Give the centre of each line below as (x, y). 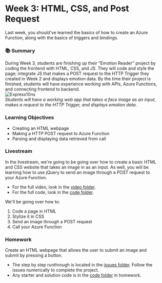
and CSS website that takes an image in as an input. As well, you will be (77, 167)
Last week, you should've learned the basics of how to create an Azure (76, 32)
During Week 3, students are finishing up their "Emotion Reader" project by (81, 63)
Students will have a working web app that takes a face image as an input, (81, 100)
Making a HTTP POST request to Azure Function (61, 133)
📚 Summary (20, 50)
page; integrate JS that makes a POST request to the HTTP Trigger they (77, 73)
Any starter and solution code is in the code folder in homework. (77, 275)
